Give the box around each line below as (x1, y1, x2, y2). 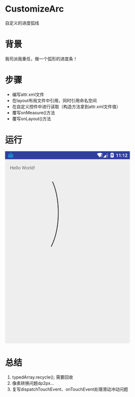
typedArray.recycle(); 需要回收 (12, 374, 73, 380)
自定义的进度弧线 (5, 20, 39, 26)
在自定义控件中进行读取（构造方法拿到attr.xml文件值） (12, 103, 121, 110)
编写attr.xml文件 (12, 91, 45, 97)
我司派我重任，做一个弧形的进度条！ (5, 56, 78, 62)
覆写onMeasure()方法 (12, 110, 55, 115)
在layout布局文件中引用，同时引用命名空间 (12, 97, 97, 103)
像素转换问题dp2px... (12, 380, 54, 386)
